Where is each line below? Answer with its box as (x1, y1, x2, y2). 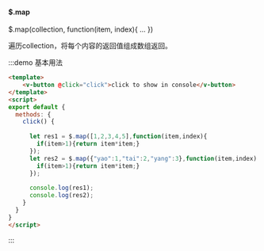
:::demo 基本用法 (8, 58, 63, 67)
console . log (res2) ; (29, 192, 94, 200)
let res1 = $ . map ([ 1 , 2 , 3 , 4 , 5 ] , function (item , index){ (29, 132, 208, 141)
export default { (8, 103, 66, 111)
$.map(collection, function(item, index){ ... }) (8, 25, 154, 34)
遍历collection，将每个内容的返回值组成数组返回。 (8, 41, 172, 51)
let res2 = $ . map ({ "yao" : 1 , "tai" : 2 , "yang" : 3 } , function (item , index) (29, 154, 258, 162)
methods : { (15, 110, 52, 119)
